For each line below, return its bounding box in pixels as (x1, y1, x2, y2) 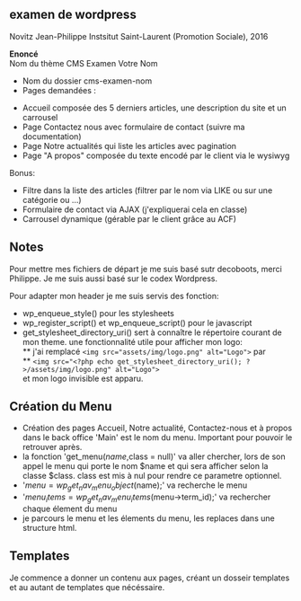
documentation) (22, 130, 82, 142)
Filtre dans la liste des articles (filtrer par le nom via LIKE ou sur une (22, 184, 273, 196)
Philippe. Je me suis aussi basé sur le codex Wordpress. (9, 273, 218, 284)
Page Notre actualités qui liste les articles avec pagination (22, 140, 236, 151)
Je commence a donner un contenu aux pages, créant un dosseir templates (9, 572, 290, 583)
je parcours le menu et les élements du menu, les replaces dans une (22, 513, 276, 524)
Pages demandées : (22, 84, 97, 95)
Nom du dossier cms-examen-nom (22, 75, 153, 86)
